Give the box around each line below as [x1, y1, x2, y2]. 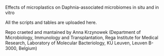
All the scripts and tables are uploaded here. [5, 20, 97, 25]
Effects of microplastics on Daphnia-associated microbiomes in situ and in [5, 5, 159, 10]
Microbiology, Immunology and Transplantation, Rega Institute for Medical [5, 35, 158, 40]
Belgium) [18, 45, 38, 51]
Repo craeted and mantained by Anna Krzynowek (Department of [5, 29, 141, 35]
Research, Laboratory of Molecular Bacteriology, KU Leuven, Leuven [5, 40, 147, 46]
